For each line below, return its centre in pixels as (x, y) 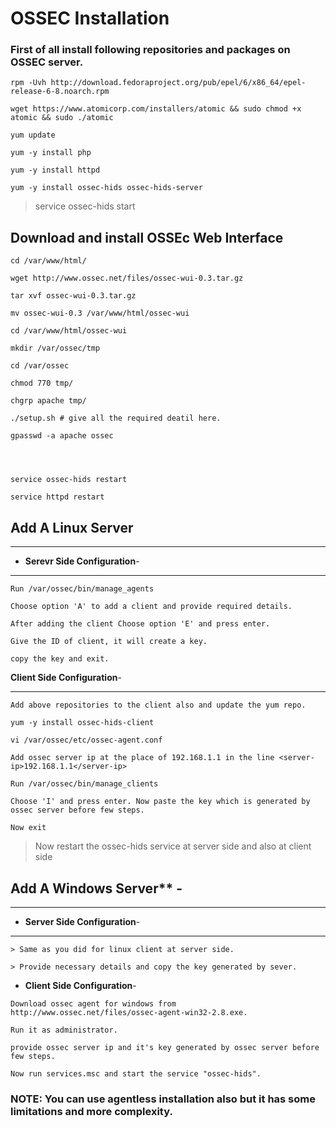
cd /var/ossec (40, 366)
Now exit (28, 828)
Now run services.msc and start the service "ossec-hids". (136, 1073)
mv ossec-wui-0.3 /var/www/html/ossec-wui (100, 313)
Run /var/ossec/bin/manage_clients (84, 784)
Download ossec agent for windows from (93, 1003)
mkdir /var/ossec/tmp (55, 348)
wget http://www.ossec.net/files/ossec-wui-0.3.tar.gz (127, 278)
